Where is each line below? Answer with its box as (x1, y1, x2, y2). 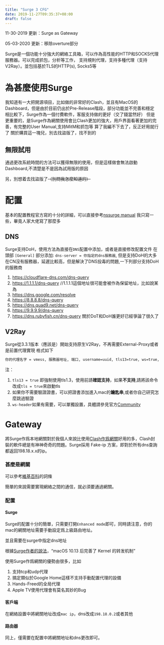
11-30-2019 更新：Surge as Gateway (5, 30, 78, 36)
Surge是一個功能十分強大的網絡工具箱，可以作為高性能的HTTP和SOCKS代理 (5, 51, 159, 57)
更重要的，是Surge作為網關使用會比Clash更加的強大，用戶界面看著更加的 (5, 118, 153, 124)
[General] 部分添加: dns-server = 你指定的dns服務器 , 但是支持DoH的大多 (14, 252, 157, 258)
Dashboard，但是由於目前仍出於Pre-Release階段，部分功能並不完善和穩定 (5, 106, 155, 111)
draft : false (5, 16, 32, 21)
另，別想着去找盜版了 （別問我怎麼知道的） (5, 176, 91, 182)
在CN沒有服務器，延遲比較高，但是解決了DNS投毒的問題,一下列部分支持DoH (5, 258, 159, 264)
